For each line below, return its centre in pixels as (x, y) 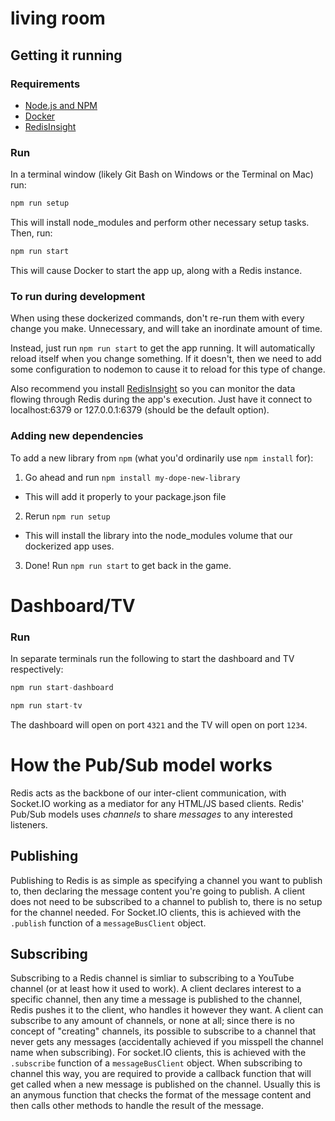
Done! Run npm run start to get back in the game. (128, 565)
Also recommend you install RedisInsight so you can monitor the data (153, 389)
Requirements (45, 84)
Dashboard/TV (73, 605)
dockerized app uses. (69, 546)
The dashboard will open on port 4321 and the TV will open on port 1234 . (159, 724)
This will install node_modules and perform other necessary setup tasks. (160, 223)
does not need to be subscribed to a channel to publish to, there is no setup (166, 901)
